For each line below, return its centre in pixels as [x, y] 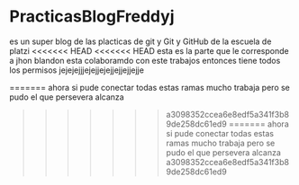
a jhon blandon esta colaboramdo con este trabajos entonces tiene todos [145, 60]
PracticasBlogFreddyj [92, 17]
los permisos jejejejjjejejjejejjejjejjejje [77, 70]
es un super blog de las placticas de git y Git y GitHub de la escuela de [140, 41]
